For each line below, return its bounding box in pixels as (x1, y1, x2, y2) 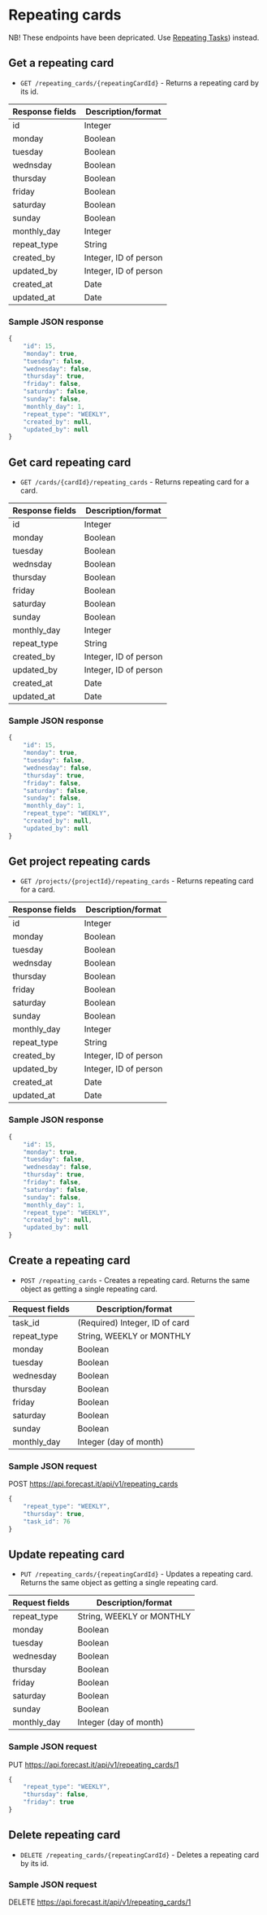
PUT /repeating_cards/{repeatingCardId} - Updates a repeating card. (19, 1569, 253, 1579)
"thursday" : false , (23, 1790, 89, 1799)
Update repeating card (8, 1547, 125, 1561)
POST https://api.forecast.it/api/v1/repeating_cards (8, 1479, 179, 1489)
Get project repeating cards (8, 855, 151, 869)
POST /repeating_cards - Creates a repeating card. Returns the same (19, 1275, 250, 1285)
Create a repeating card (8, 1254, 131, 1268)
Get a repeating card (8, 56, 114, 70)
